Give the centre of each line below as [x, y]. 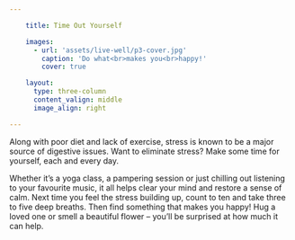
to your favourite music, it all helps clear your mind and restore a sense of [146, 187]
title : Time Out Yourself [74, 25]
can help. [27, 226]
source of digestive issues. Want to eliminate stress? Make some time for [145, 151]
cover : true [64, 67]
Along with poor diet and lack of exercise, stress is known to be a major [142, 141]
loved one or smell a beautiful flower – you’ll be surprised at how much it [144, 216]
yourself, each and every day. [64, 160]
